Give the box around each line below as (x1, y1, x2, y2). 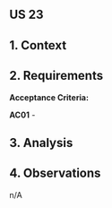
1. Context (9, 38, 67, 53)
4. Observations (9, 166, 101, 181)
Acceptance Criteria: (9, 91, 90, 102)
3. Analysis (9, 134, 73, 151)
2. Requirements (9, 68, 104, 83)
